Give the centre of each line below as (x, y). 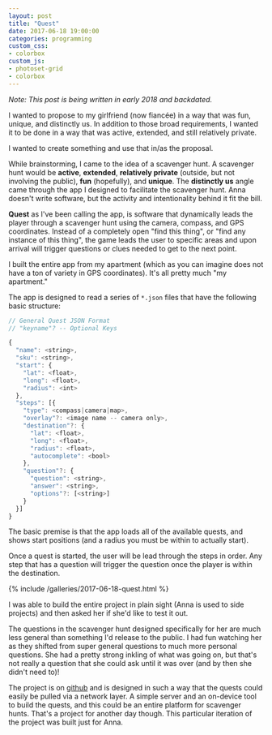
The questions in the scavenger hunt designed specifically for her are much (135, 629)
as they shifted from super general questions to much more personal (123, 647)
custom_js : (27, 62)
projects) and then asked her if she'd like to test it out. (98, 613)
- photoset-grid (36, 69)
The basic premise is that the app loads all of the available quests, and (126, 531)
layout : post (30, 16)
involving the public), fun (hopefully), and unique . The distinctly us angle (131, 181)
